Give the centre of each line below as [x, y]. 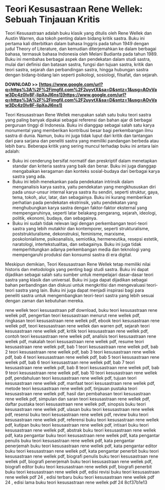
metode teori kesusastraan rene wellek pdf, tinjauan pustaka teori [71, 388]
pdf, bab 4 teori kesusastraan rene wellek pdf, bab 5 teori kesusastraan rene [82, 357]
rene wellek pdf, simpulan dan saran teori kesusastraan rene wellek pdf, [78, 399]
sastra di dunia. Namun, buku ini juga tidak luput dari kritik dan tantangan [79, 136]
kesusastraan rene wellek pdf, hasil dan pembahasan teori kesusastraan [78, 393]
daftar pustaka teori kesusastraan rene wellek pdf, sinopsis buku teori [76, 404]
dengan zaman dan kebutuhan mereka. [45, 300]
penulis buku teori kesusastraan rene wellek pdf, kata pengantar [70, 440]
